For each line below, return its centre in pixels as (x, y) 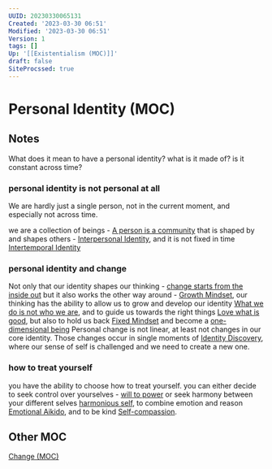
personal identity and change (68, 268)
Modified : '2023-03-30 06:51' (60, 31)
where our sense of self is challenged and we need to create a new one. (129, 347)
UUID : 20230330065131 (45, 16)
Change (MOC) (34, 457)
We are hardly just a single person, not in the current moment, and (119, 206)
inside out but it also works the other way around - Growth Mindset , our (128, 295)
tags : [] (23, 46)
